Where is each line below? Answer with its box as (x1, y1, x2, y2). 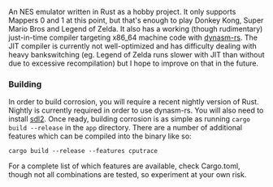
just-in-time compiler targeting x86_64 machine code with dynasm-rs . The (8, 32, 258, 42)
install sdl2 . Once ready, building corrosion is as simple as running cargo (8, 114, 250, 124)
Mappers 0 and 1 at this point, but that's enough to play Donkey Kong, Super (8, 15, 264, 25)
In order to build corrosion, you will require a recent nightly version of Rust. (8, 97, 259, 107)
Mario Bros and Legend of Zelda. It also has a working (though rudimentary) (8, 24, 263, 33)
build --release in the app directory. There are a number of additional (8, 123, 242, 133)
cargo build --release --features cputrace (8, 147, 158, 155)
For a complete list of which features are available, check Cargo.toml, (8, 161, 241, 171)
